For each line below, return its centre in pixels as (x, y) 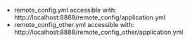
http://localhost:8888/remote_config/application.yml (90, 17)
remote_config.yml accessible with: (65, 10)
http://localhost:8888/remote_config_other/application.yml (99, 32)
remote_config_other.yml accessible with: (74, 25)
